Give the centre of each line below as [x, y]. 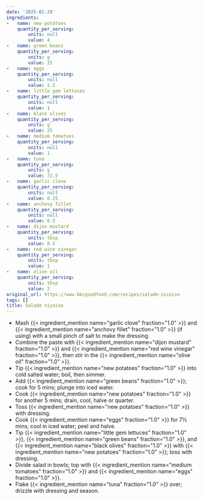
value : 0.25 [43, 198]
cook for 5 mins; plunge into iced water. [65, 388]
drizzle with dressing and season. [57, 491]
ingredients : [23, 18]
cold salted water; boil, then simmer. [60, 375]
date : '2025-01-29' [31, 12]
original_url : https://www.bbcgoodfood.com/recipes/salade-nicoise [93, 294]
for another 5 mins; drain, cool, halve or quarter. [75, 400]
